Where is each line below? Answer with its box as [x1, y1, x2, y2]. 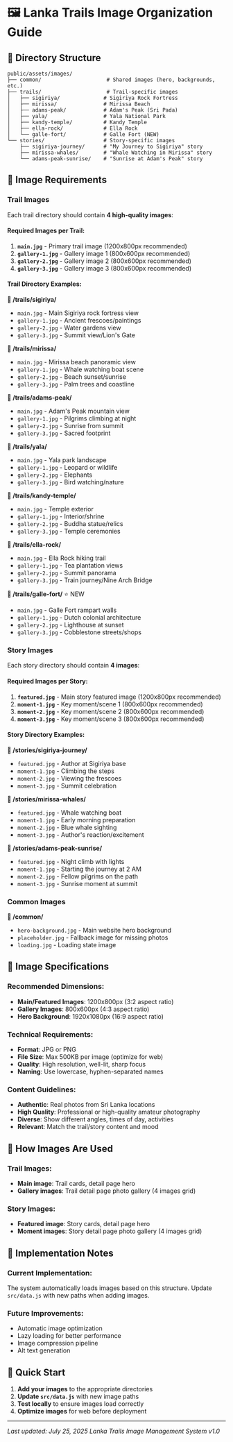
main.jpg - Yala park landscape [17, 456, 107, 464]
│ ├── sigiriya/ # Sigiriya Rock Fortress [7, 94, 178, 101]
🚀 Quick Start [7, 1366, 66, 1378]
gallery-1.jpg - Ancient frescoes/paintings [17, 316, 141, 325]
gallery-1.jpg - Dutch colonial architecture [17, 613, 141, 622]
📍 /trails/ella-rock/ [7, 541, 61, 549]
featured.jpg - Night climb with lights [17, 857, 125, 865]
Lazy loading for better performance [17, 1332, 121, 1340]
